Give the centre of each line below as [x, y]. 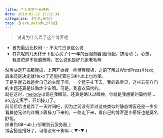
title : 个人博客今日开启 [27, 9]
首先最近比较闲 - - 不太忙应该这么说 [48, 48]
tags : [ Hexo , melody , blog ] [31, 23]
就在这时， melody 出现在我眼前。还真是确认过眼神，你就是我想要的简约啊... [80, 94]
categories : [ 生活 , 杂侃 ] [29, 18]
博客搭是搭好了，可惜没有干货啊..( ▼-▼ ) [46, 131]
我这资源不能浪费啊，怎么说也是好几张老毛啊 [57, 60]
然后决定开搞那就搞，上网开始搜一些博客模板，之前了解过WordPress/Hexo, [80, 70]
